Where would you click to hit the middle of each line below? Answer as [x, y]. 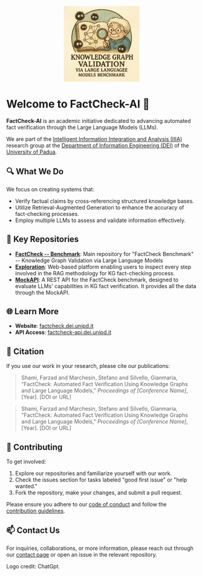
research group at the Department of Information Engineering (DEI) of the [98, 145]
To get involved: [26, 462]
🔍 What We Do [35, 172]
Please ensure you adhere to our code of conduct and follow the [86, 504]
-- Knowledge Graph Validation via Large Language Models [89, 260]
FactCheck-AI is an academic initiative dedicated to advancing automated [99, 120]
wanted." [26, 486]
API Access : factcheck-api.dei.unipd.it [63, 332]
